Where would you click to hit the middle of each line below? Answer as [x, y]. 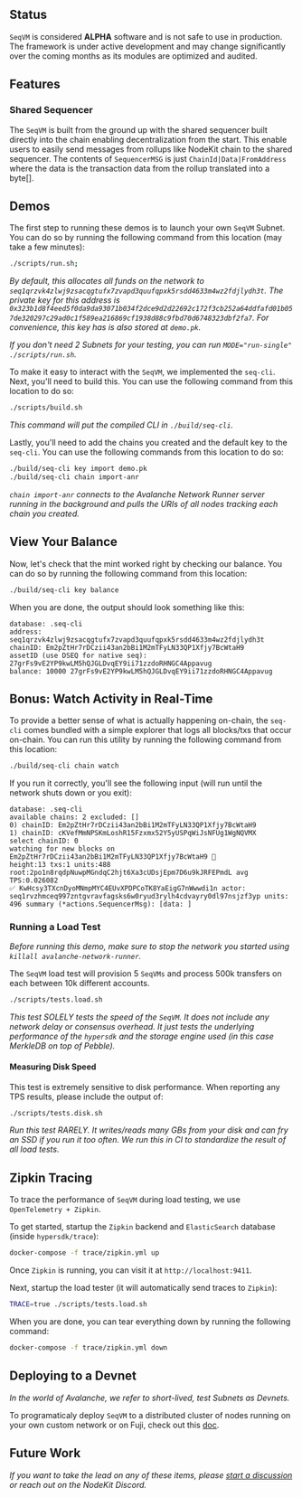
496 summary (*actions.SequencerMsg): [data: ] [101, 904]
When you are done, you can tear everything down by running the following [150, 1322]
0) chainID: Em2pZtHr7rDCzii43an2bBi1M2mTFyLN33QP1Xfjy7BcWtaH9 [133, 825]
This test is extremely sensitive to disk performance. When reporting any [145, 1087]
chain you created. [44, 513]
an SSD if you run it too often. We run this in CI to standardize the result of [148, 1140]
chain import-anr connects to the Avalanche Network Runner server [137, 494]
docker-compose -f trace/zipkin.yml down [89, 1348]
